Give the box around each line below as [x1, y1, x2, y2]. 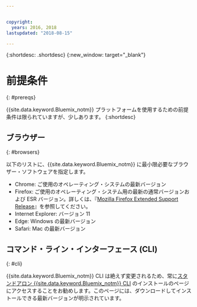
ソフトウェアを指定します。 [21, 168, 89, 175]
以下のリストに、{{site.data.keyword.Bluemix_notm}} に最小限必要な [6, 161, 173, 168]
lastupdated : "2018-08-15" [6, 30, 73, 36]
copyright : [6, 19, 33, 25]
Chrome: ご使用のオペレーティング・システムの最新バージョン [14, 181, 167, 188]
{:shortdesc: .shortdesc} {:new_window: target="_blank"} [6, 51, 146, 59]
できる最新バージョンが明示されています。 [21, 294, 125, 302]
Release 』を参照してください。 [14, 203, 92, 210]
